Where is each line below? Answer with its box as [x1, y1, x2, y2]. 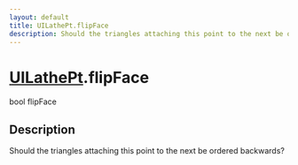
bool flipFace [9, 96, 58, 107]
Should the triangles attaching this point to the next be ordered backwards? [9, 146, 286, 156]
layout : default [9, 12, 69, 22]
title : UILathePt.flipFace [9, 21, 109, 30]
